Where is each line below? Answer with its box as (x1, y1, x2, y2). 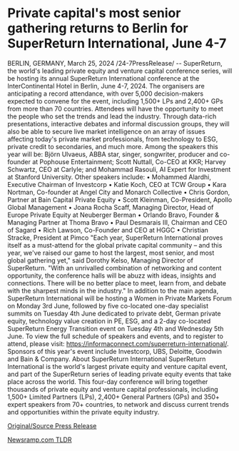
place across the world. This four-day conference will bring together (7, 377, 208, 386)
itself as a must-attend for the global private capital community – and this (7, 240, 223, 249)
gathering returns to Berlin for (7, 20, 188, 36)
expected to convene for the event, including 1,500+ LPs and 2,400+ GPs (7, 96, 223, 105)
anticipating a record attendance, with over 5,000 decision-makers (7, 89, 204, 98)
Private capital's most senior (7, 5, 181, 21)
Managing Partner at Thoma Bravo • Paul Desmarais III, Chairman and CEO (7, 218, 228, 226)
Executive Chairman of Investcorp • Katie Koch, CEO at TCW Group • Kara (7, 180, 227, 188)
